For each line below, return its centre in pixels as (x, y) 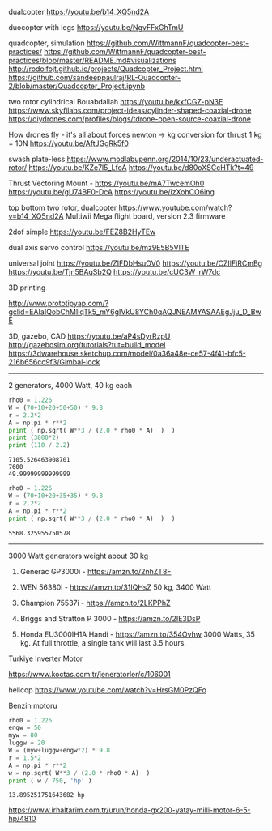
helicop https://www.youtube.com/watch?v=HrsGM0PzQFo (107, 690)
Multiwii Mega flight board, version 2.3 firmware (145, 216)
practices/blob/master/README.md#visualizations (92, 60)
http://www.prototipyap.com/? (59, 303)
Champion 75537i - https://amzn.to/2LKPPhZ (96, 603)
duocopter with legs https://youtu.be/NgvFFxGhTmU (96, 27)
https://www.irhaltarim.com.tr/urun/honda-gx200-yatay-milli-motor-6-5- (130, 810)
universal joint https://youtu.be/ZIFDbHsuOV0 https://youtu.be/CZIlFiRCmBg (136, 263)
